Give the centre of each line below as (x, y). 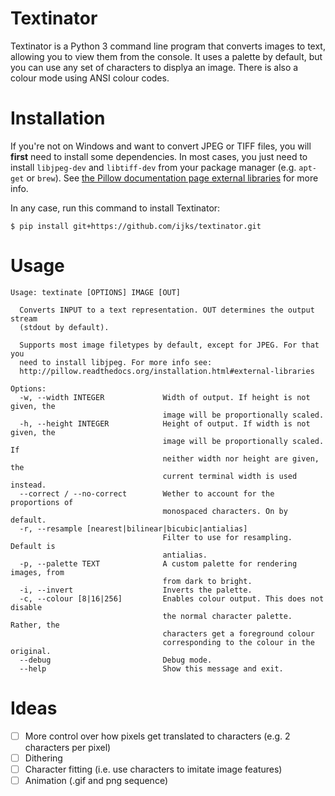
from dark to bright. (207, 581)
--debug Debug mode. (116, 660)
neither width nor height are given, (241, 458)
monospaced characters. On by (225, 511)
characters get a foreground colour (238, 633)
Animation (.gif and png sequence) (96, 780)
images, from (37, 572)
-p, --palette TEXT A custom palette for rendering (158, 563)
